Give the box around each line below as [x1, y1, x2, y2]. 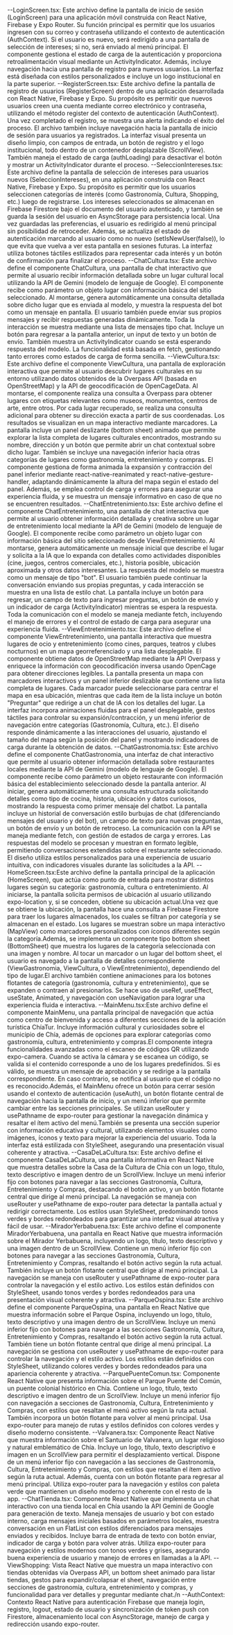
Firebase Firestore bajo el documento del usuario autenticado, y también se [7, 205, 223, 213]
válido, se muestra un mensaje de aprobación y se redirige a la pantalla [7, 1068, 211, 1075]
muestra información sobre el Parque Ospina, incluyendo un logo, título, [7, 1310, 213, 1319]
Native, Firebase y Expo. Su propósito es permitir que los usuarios [7, 183, 196, 191]
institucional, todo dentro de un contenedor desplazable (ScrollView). [7, 146, 206, 154]
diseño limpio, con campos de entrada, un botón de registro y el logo [7, 139, 205, 146]
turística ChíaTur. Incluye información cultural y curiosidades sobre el [7, 1023, 205, 1031]
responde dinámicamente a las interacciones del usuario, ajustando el [7, 728, 207, 736]
